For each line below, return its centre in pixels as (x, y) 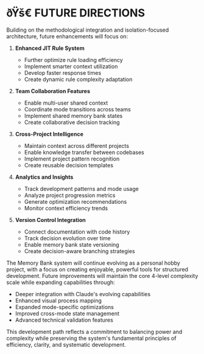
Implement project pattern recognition (72, 159)
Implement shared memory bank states (73, 116)
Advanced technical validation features (64, 320)
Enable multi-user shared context (66, 103)
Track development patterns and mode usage (81, 189)
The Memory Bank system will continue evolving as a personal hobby (93, 263)
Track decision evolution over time (67, 238)
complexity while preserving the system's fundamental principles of (91, 338)
